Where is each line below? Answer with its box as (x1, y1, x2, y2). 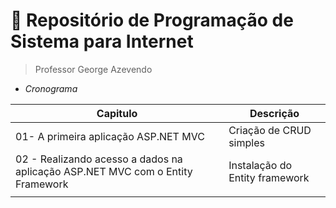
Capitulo (96, 106, 138, 120)
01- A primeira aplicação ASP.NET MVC (15, 129, 205, 143)
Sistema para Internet (10, 30, 194, 53)
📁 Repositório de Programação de (10, 9, 294, 32)
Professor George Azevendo (34, 63, 153, 75)
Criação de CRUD (228, 123, 312, 137)
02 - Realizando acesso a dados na (15, 152, 183, 166)
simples (228, 135, 265, 149)
